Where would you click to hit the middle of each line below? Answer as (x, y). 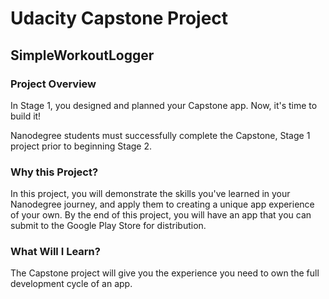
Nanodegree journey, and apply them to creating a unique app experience (162, 204)
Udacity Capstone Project (119, 18)
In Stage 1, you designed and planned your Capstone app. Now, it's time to (164, 105)
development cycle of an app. (71, 284)
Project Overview (53, 84)
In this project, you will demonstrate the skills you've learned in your (150, 194)
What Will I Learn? (55, 252)
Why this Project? (54, 172)
